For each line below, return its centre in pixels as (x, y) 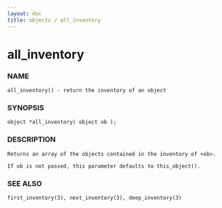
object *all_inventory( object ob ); (62, 122)
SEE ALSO (25, 183)
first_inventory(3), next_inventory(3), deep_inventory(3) (95, 198)
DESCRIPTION (32, 139)
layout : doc (24, 14)
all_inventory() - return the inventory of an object (87, 90)
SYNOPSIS (26, 107)
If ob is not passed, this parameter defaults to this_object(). (104, 166)
